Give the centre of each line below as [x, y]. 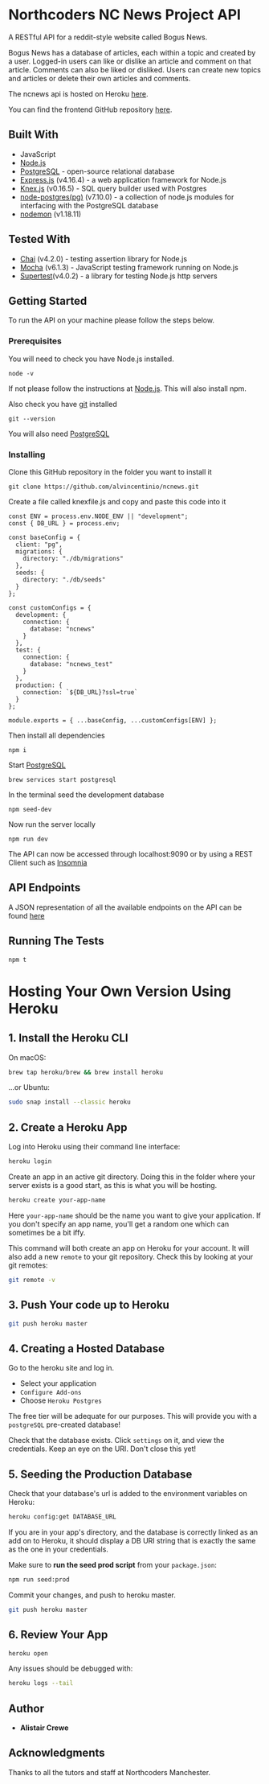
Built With [33, 135]
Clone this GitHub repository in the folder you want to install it [110, 471]
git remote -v [32, 1280]
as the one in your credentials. [58, 1549]
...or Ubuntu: [29, 1087]
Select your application [58, 1383]
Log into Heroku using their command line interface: [94, 1147]
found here [26, 915]
